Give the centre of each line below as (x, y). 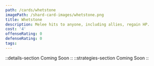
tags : (11, 43)
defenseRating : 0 (24, 39)
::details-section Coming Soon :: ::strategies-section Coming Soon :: (77, 58)
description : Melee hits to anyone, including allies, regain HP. (78, 24)
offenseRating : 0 (24, 34)
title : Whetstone (24, 19)
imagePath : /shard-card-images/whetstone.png (54, 15)
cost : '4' (16, 29)
